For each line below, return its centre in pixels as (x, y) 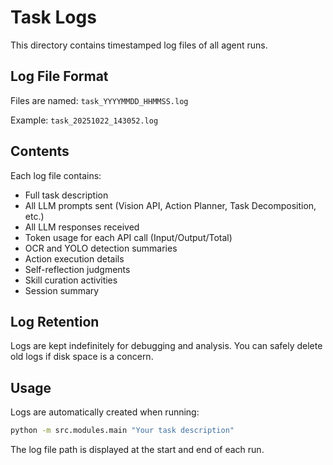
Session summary (62, 290)
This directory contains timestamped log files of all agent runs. (139, 45)
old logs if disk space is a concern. (82, 357)
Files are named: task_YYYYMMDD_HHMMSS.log (99, 100)
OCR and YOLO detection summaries (101, 248)
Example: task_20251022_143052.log (84, 120)
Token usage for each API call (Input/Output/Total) (128, 237)
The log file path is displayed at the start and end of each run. (137, 450)
